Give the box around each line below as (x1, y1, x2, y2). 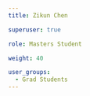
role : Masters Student (8, 40, 82, 48)
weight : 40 (8, 54, 44, 62)
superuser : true (8, 25, 61, 34)
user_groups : (8, 68, 51, 76)
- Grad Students (15, 76, 68, 83)
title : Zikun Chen (8, 11, 68, 20)
